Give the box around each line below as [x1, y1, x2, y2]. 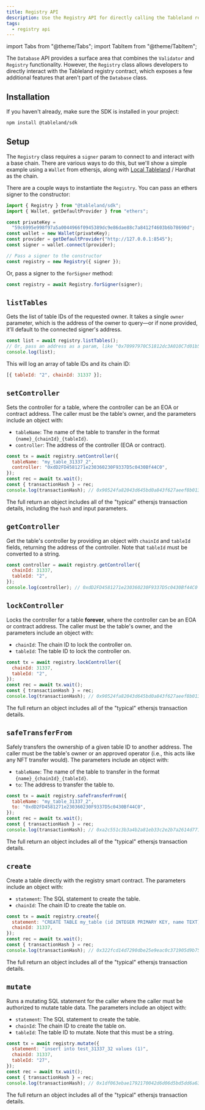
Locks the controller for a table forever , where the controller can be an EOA [6, 616, 196, 623]
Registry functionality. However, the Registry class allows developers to [6, 61, 188, 68]
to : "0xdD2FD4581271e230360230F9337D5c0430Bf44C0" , [12, 804, 146, 810]
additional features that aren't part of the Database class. [6, 74, 148, 81]
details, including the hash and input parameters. [6, 504, 128, 512]
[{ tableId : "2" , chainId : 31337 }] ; [6, 372, 103, 378]
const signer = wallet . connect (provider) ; [6, 242, 116, 248]
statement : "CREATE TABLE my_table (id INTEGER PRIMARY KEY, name [12, 919, 184, 925]
